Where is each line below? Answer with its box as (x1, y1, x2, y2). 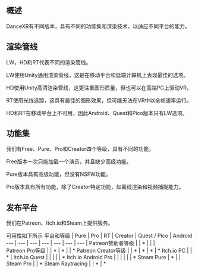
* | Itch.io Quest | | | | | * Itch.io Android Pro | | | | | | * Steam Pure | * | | (6, 254, 181, 261)
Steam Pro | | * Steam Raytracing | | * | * (6, 260, 106, 267)
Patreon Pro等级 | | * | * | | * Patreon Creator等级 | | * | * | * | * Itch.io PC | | (6, 247, 192, 255)
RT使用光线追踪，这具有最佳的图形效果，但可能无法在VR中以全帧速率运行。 (6, 97, 192, 104)
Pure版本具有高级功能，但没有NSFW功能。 (6, 170, 112, 178)
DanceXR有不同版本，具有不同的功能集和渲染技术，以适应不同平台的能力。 (6, 23, 190, 30)
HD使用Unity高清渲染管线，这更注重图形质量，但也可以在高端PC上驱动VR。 (6, 84, 192, 91)
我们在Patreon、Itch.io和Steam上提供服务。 (6, 219, 114, 227)
